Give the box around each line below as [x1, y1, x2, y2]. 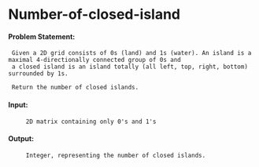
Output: [8, 134, 34, 143]
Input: [8, 100, 28, 109]
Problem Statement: [8, 31, 76, 41]
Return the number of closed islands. [11, 84, 139, 92]
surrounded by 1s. [8, 70, 68, 78]
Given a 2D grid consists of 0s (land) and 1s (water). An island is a [11, 49, 252, 57]
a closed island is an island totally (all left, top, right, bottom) [11, 63, 248, 71]
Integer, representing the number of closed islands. [25, 151, 206, 159]
